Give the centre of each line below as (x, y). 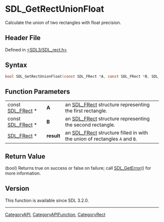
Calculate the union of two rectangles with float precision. (63, 22)
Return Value (25, 156)
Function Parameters (38, 91)
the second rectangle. (90, 125)
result (53, 136)
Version (17, 189)
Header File (23, 38)
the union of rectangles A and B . (101, 139)
